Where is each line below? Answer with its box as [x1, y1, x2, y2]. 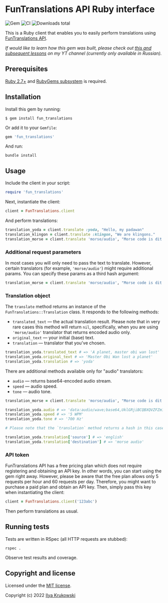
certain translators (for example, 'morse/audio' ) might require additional [5, 265, 153, 271]
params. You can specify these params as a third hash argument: [5, 270, 139, 277]
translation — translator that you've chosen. [12, 340, 106, 346]
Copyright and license [5, 569, 76, 578]
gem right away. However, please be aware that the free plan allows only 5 [5, 473, 159, 479]
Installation [5, 93, 41, 101]
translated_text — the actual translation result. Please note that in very [12, 319, 160, 325]
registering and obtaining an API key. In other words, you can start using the [5, 468, 161, 474]
